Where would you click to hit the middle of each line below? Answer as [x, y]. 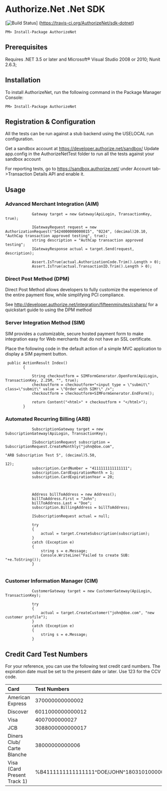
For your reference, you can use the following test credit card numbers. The [83, 666]
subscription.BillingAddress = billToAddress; [81, 507]
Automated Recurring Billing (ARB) [48, 419]
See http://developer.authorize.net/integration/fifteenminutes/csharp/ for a [82, 305]
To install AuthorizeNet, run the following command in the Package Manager [83, 92]
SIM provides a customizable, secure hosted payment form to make [74, 334]
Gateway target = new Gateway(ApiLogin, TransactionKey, [92, 214]
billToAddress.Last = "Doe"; [62, 503]
